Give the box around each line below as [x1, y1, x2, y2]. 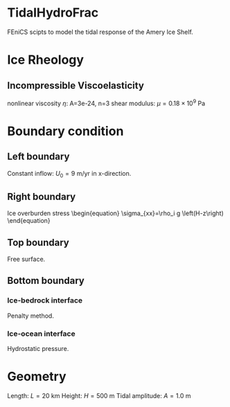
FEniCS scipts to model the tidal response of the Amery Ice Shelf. [7, 28, 194, 36]
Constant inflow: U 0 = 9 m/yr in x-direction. [7, 169, 132, 179]
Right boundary [7, 190, 76, 202]
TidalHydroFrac [7, 5, 99, 21]
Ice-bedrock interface [7, 296, 83, 305]
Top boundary [7, 237, 69, 248]
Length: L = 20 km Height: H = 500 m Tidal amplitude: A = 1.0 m [7, 391, 191, 399]
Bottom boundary [7, 275, 85, 287]
